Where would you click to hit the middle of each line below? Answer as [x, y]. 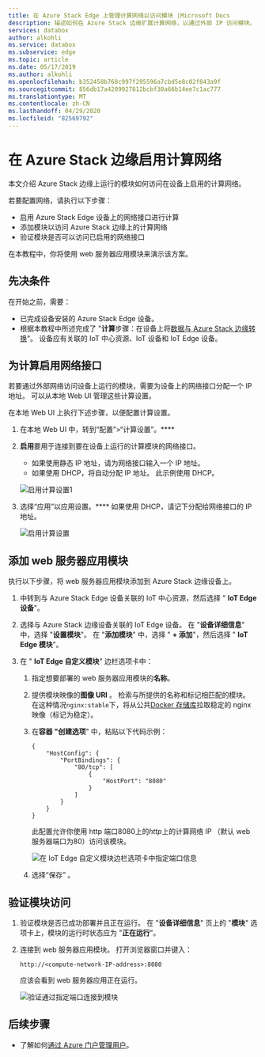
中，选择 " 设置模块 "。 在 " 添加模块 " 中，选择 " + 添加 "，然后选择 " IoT [134, 635]
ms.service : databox [42, 45]
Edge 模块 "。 [41, 645]
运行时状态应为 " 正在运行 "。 [114, 933]
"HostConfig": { [73, 754]
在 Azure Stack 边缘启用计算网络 [115, 160]
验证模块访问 [40, 902]
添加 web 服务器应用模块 [68, 561]
